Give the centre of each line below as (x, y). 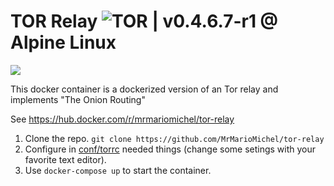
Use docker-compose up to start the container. (118, 170)
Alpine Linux (63, 42)
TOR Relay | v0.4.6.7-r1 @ (144, 21)
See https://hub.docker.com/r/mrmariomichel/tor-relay (122, 119)
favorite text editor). (65, 159)
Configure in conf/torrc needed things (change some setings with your (170, 149)
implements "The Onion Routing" (78, 99)
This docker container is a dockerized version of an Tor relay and (144, 89)
